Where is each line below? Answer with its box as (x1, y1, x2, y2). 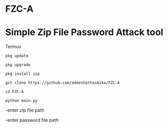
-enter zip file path (5, 107, 44, 113)
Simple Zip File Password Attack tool (5, 27, 163, 38)
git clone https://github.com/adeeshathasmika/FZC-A (5, 80, 120, 86)
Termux (5, 44, 21, 50)
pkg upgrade (5, 62, 31, 68)
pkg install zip (5, 71, 40, 77)
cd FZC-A (5, 89, 24, 95)
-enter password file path (5, 117, 59, 123)
